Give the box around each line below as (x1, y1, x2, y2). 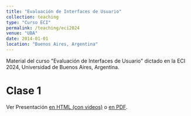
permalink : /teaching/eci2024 (6, 25, 80, 31)
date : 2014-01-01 (6, 36, 49, 42)
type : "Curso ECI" (6, 19, 51, 25)
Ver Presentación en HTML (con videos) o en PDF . (6, 103, 128, 110)
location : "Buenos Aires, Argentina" (6, 42, 98, 47)
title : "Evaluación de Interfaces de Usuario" (6, 8, 122, 15)
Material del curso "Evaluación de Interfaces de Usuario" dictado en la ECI (6, 57, 186, 64)
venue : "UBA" (6, 30, 38, 36)
